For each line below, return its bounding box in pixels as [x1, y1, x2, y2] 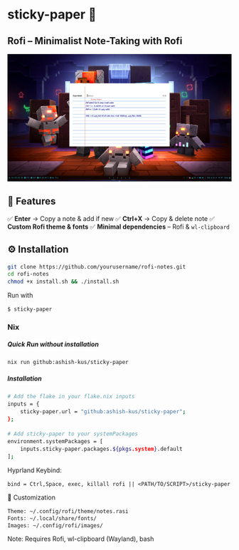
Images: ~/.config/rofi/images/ [7, 522, 103, 529]
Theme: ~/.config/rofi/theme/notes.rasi [7, 507, 129, 515]
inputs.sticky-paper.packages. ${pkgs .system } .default [20, 445, 183, 453]
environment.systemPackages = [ [7, 438, 103, 445]
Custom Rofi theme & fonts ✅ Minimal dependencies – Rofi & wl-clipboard [7, 222, 230, 231]
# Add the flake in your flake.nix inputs [7, 393, 135, 400]
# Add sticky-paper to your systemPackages [7, 430, 139, 437]
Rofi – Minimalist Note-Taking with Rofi [7, 35, 183, 47]
